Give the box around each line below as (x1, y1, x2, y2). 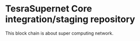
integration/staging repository (5, 13, 135, 25)
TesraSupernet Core (5, 3, 92, 14)
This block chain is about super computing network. (5, 30, 114, 36)
